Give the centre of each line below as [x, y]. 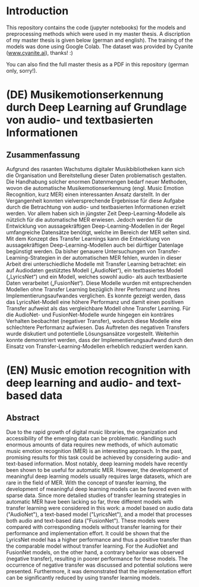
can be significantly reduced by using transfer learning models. [84, 577]
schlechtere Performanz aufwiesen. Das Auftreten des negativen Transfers [98, 327]
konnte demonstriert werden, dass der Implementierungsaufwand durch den [100, 340]
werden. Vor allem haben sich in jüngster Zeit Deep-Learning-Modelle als [96, 213]
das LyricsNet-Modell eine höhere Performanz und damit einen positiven [95, 302]
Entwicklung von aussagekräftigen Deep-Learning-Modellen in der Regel [96, 226]
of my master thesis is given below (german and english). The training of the [99, 40]
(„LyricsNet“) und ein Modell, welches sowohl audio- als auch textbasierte [97, 277]
